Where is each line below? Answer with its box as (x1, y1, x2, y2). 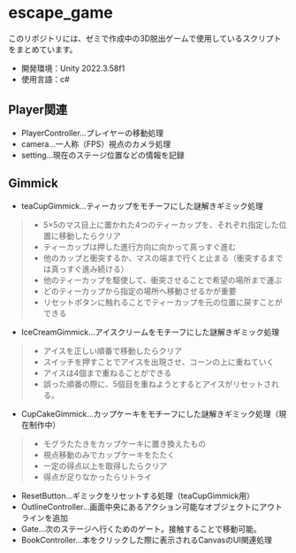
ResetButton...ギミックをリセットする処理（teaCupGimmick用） (20, 490, 255, 501)
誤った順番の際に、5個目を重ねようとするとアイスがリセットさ (42, 379, 271, 389)
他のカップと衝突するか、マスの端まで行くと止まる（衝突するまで (42, 252, 284, 263)
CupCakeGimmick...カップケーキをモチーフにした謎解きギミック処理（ (20, 408, 279, 419)
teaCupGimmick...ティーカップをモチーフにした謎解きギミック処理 (20, 200, 264, 211)
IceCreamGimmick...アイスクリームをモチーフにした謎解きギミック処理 (20, 326, 280, 337)
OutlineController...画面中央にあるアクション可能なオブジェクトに (20, 501, 260, 511)
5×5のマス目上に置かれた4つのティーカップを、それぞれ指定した (42, 219, 279, 230)
